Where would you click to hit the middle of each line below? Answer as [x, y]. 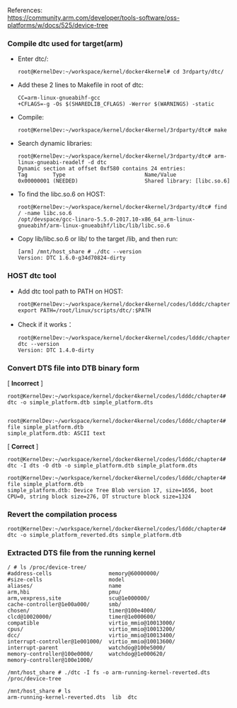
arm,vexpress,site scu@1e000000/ [79, 598]
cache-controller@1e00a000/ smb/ [64, 605]
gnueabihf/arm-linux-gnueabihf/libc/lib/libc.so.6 [94, 226]
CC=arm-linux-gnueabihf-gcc [59, 98]
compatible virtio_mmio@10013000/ [91, 623]
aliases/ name [64, 586]
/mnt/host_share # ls [39, 691]
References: [25, 10]
